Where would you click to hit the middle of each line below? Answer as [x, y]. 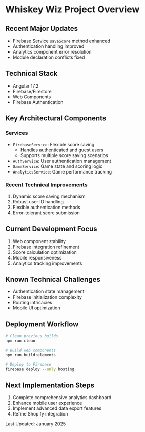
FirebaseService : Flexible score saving [54, 144]
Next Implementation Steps [50, 385]
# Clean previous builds [32, 336]
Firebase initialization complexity [47, 297]
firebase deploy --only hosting [40, 369]
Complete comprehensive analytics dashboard [62, 398]
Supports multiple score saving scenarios [64, 155]
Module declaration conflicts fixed [49, 57]
